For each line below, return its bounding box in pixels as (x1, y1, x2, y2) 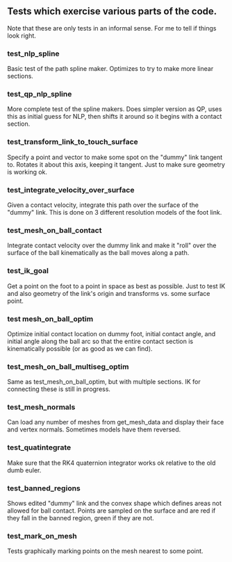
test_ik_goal (7, 266, 49, 276)
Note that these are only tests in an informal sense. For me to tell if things (7, 24, 217, 32)
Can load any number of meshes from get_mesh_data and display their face (7, 418, 224, 427)
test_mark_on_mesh (7, 531, 78, 540)
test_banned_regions (7, 483, 81, 493)
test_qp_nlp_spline (7, 90, 72, 99)
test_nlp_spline (7, 49, 60, 58)
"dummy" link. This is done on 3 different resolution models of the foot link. (7, 208, 222, 216)
